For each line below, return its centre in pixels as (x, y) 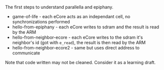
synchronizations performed (41, 22)
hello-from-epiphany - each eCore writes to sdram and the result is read (85, 27)
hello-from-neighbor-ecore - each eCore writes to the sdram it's (78, 37)
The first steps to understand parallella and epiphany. (59, 7)
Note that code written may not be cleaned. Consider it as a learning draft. (81, 62)
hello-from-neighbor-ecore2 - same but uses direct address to (76, 48)
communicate (26, 53)
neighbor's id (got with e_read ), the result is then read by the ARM (79, 43)
